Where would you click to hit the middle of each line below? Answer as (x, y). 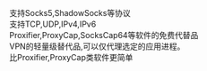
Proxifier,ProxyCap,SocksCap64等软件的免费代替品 (104, 35)
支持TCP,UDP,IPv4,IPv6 (53, 24)
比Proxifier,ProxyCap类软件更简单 (71, 57)
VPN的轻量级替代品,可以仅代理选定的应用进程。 (97, 46)
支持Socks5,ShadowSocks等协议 (70, 13)
